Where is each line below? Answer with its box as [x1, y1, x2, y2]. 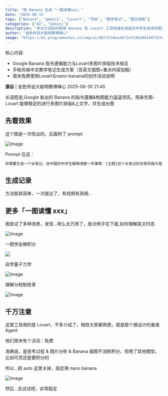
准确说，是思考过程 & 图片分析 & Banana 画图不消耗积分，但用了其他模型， [5, 348, 160, 354]
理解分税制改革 [5, 282, 36, 288]
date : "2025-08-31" [5, 12, 46, 17]
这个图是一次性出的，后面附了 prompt [5, 131, 83, 137]
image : [5, 36, 19, 41]
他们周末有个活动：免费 [5, 338, 53, 343]
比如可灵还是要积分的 [5, 354, 49, 360]
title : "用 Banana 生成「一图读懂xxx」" [5, 7, 84, 13]
